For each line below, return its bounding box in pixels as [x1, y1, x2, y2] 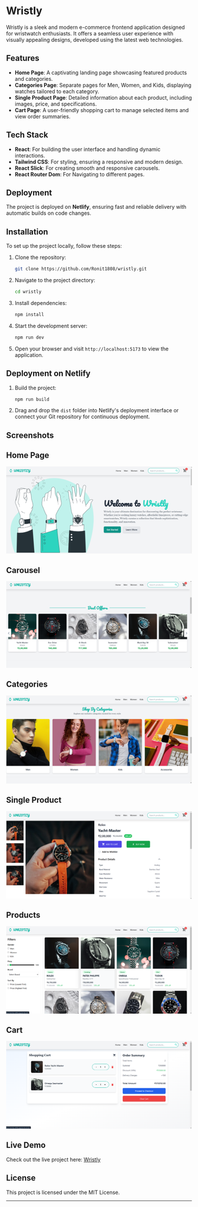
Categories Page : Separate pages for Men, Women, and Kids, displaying [14, 81, 192, 88]
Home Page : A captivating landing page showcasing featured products [14, 69, 187, 76]
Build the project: [14, 384, 57, 391]
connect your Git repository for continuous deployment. [14, 413, 150, 420]
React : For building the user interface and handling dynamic [14, 146, 161, 153]
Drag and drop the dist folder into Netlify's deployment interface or [14, 407, 179, 414]
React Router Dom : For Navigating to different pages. [14, 170, 145, 178]
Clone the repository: [14, 254, 67, 261]
